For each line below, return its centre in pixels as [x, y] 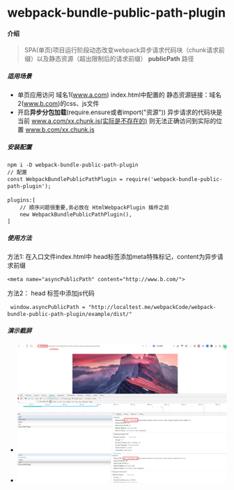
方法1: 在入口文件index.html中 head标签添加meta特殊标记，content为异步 [112, 257]
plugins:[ [22, 200]
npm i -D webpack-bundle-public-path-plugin [73, 165]
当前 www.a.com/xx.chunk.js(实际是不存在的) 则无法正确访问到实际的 [117, 121]
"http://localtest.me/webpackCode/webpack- [152, 308]
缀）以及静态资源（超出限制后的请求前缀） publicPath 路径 [109, 59]
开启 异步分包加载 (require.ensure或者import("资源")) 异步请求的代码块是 [120, 112]
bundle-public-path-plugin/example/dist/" [70, 315]
